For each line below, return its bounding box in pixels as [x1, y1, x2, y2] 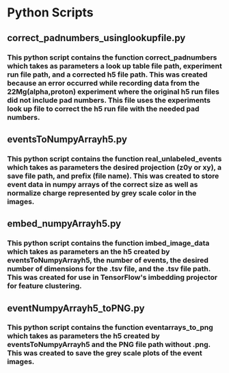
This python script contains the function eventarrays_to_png [7, 323, 213, 333]
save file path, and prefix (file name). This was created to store [7, 171, 219, 181]
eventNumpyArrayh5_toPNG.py [7, 303, 145, 314]
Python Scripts [7, 5, 94, 21]
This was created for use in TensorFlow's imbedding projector [7, 272, 217, 282]
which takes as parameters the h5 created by [7, 331, 161, 341]
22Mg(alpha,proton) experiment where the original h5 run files [7, 87, 220, 97]
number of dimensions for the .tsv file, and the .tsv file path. [7, 264, 211, 274]
